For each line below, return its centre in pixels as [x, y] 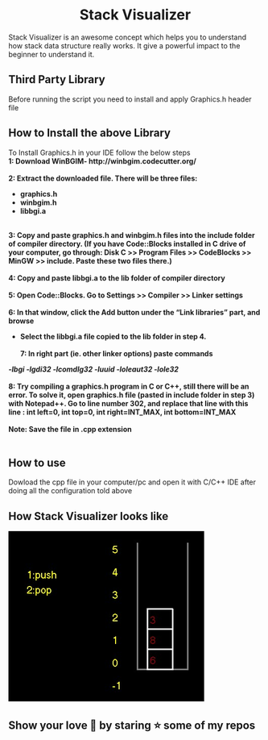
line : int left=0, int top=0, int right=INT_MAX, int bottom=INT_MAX [122, 412]
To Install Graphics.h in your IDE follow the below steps [99, 152]
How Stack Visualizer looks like [89, 516]
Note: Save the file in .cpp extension [70, 429]
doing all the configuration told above [70, 491]
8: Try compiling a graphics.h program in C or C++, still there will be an [129, 386]
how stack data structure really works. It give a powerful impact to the [124, 45]
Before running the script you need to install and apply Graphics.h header [130, 99]
